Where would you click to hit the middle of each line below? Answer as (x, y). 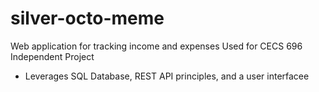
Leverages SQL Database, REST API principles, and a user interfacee (167, 76)
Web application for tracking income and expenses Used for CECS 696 (156, 46)
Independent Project (52, 56)
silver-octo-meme (87, 18)
